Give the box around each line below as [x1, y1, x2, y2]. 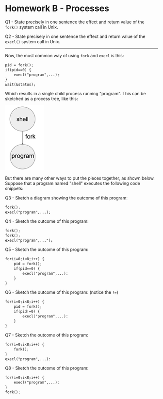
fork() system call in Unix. [5, 24, 58, 30]
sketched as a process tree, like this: [5, 96, 79, 101]
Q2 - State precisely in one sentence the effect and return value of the [5, 33, 146, 39]
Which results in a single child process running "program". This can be [5, 90, 146, 96]
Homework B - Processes [5, 3, 110, 14]
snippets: [5, 185, 24, 192]
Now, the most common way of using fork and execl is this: [5, 52, 124, 58]
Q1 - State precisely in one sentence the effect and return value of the [5, 19, 145, 25]
